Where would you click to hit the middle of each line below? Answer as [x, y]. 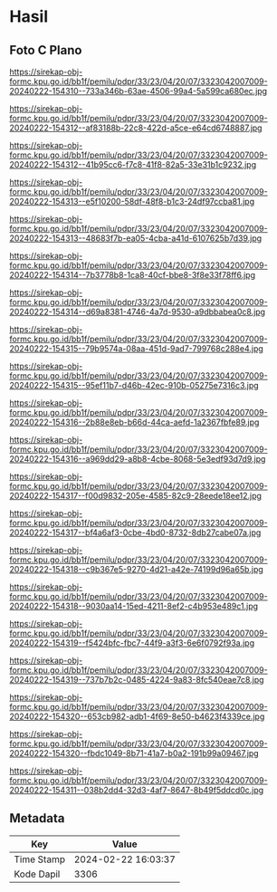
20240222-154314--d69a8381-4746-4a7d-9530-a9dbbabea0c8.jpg [137, 312]
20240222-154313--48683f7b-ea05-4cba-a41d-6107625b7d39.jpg [136, 238]
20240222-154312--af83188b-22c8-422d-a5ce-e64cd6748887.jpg [136, 128]
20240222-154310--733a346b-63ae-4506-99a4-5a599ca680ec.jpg [138, 91]
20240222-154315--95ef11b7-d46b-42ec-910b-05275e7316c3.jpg [134, 385]
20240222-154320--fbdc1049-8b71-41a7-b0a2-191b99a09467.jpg [134, 753]
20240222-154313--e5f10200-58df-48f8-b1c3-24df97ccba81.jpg [132, 201]
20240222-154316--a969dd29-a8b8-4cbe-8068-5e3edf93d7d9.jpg [138, 459]
